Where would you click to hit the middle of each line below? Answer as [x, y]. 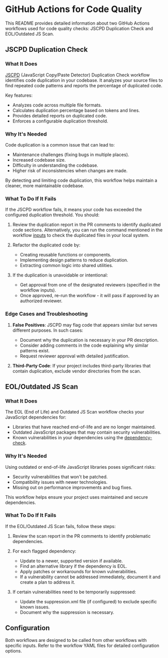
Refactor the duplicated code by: [46, 245]
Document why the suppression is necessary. [67, 612]
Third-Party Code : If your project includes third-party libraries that [81, 365]
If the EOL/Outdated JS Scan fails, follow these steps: [60, 526]
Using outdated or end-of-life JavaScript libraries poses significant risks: [80, 467]
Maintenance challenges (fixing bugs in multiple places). [71, 155]
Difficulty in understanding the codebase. [55, 165]
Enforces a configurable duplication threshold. [60, 121]
